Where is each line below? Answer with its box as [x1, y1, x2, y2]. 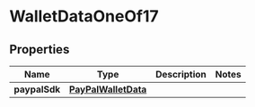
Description [155, 69, 207, 80]
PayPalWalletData [68, 83, 147, 95]
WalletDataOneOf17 [9, 6, 159, 27]
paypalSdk [13, 83, 61, 95]
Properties [9, 42, 70, 57]
